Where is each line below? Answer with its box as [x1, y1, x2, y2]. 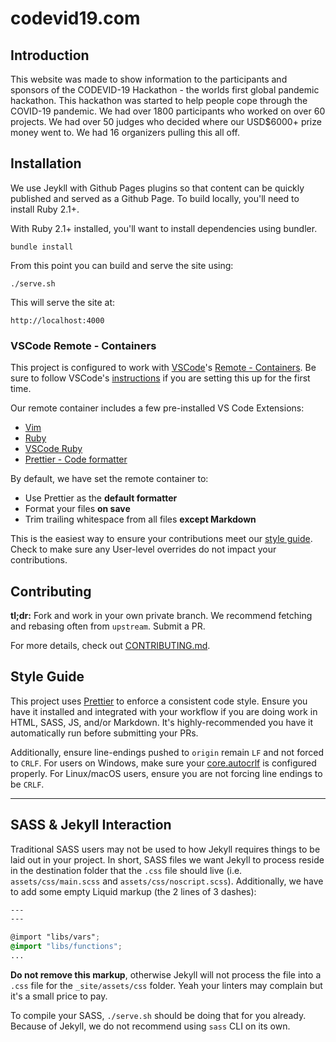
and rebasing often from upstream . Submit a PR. [10, 620, 206, 632]
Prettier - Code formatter [24, 453, 128, 466]
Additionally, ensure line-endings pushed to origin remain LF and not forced [10, 746, 325, 758]
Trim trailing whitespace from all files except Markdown [24, 513, 257, 526]
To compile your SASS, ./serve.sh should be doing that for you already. [10, 1009, 307, 1021]
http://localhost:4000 [10, 315, 105, 326]
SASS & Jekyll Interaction [10, 817, 172, 834]
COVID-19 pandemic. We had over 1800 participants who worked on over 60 [10, 105, 326, 117]
